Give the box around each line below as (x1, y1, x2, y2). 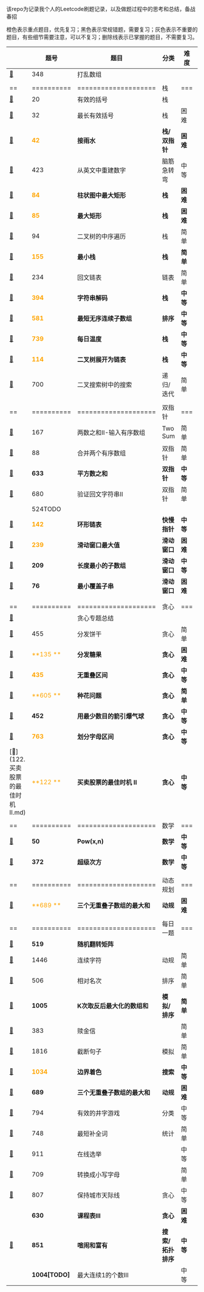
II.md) (9, 808, 26, 816)
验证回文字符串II (76, 490, 123, 498)
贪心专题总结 (76, 614, 114, 622)
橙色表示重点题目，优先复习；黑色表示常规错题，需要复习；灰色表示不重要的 (6, 26, 198, 33)
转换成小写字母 (76, 1170, 120, 1179)
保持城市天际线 (76, 1191, 120, 1200)
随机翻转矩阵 (76, 940, 114, 948)
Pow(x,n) (76, 837, 104, 846)
